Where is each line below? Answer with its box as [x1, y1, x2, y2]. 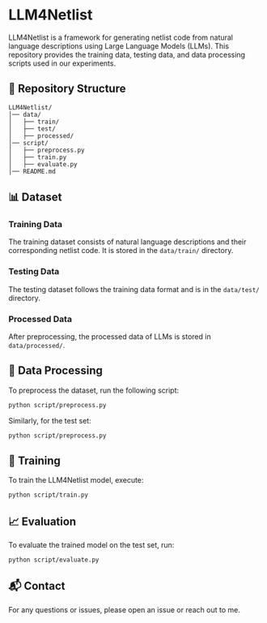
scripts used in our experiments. [8, 58, 116, 68]
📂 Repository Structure [8, 82, 126, 96]
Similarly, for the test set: [8, 415, 91, 425]
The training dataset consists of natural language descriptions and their [8, 237, 247, 247]
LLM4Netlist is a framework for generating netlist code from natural [8, 32, 233, 42]
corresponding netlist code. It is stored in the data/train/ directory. [8, 246, 234, 256]
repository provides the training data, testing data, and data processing [8, 49, 245, 59]
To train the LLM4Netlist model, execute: [8, 475, 144, 485]
